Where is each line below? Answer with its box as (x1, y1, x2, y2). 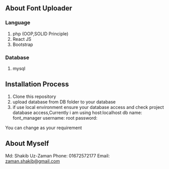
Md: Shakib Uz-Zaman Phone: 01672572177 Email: (5, 152, 110, 158)
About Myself (5, 139, 49, 148)
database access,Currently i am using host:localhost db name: (12, 109, 142, 116)
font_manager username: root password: (12, 115, 97, 121)
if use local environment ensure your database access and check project (12, 104, 164, 110)
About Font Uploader (5, 4, 72, 13)
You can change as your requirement (5, 125, 82, 131)
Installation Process (5, 80, 69, 89)
